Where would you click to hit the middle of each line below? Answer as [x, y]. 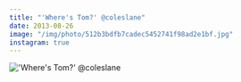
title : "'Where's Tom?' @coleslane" [77, 17]
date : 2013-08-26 [42, 26]
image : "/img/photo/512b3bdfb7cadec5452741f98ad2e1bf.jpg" [121, 34]
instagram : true [39, 42]
